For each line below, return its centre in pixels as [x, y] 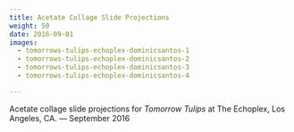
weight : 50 [29, 26]
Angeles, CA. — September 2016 [70, 118]
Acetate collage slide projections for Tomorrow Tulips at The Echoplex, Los [147, 109]
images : [24, 42]
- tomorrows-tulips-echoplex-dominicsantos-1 [104, 51]
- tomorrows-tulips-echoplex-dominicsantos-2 [104, 59]
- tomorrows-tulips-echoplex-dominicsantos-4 [104, 76]
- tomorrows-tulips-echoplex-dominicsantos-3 [104, 68]
